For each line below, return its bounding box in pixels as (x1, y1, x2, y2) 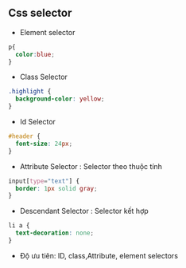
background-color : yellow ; (15, 95, 105, 103)
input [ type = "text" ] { (8, 177, 80, 185)
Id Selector (19, 117, 56, 127)
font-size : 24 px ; (15, 140, 73, 148)
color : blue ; (15, 50, 56, 58)
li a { (8, 222, 30, 230)
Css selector (8, 6, 72, 20)
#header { (8, 132, 41, 140)
